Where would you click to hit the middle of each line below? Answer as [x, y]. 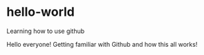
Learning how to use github [46, 31]
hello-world [41, 12]
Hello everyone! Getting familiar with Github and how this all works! [102, 44]
